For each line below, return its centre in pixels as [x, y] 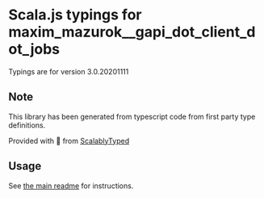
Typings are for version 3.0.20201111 [69, 71]
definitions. [27, 125]
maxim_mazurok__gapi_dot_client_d [132, 32]
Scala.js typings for [75, 15]
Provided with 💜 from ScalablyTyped [69, 141]
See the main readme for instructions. [71, 185]
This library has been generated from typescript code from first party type [132, 116]
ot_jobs [34, 49]
